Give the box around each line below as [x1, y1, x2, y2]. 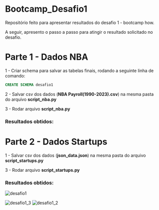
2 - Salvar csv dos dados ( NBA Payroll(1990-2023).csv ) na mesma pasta [5, 91, 154, 97]
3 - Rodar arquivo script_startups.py [5, 167, 80, 173]
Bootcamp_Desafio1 [5, 3, 88, 15]
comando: [5, 72, 25, 79]
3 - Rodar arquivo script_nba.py [5, 106, 71, 112]
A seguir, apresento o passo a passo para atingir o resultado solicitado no [5, 29, 153, 35]
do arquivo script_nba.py [5, 96, 57, 102]
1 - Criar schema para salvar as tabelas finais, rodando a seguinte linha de [5, 68, 154, 73]
